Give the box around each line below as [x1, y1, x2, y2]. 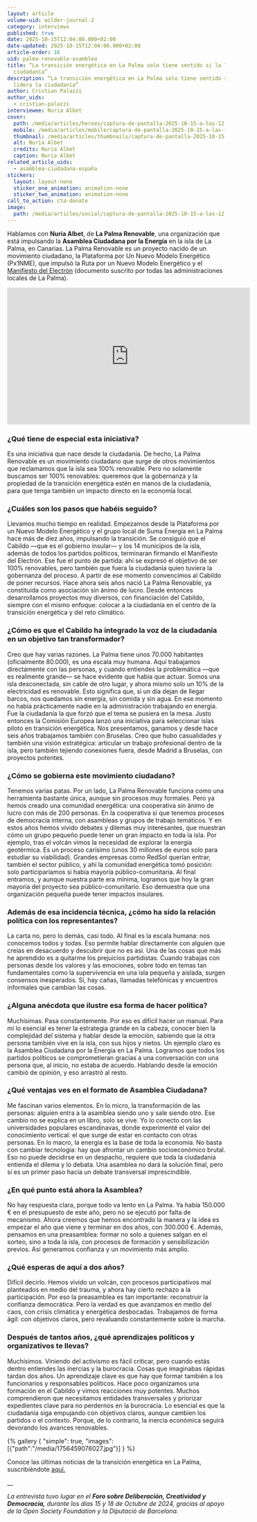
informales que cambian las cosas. [7, 984, 107, 992]
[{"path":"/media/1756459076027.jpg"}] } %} [7, 1444, 136, 1453]
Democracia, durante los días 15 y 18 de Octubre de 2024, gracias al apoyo [7, 1499, 225, 1507]
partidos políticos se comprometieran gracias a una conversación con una [7, 1053, 219, 1061]
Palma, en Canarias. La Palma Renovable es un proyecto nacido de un [7, 244, 206, 252]
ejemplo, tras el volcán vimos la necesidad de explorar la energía [7, 838, 193, 846]
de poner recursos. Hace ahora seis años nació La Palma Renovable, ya [7, 579, 212, 587]
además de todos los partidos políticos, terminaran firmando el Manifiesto [7, 549, 218, 558]
